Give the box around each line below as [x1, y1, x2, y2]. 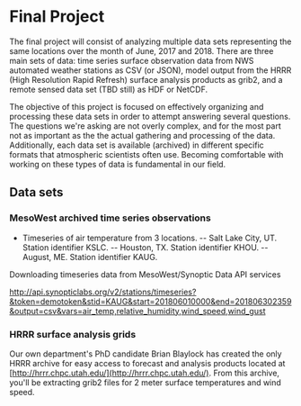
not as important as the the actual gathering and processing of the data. [9, 130, 276, 140]
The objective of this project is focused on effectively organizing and [9, 101, 264, 112]
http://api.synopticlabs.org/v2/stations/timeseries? [9, 286, 197, 297]
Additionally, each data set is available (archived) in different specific [9, 140, 265, 150]
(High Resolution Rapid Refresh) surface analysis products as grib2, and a [9, 74, 283, 85]
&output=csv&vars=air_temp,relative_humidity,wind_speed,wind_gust [9, 305, 266, 316]
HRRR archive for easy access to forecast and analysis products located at [9, 357, 286, 368]
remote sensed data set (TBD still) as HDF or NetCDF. [9, 84, 208, 95]
